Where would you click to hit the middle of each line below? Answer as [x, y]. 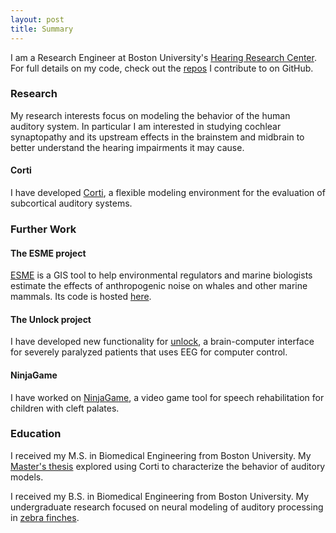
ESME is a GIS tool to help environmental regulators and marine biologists [161, 275]
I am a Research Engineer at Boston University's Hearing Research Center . [163, 57]
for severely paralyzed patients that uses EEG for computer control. [149, 352]
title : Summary [42, 29]
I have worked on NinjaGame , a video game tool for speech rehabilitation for [167, 397]
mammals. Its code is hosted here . [81, 297]
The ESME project [48, 253]
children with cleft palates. [65, 408]
